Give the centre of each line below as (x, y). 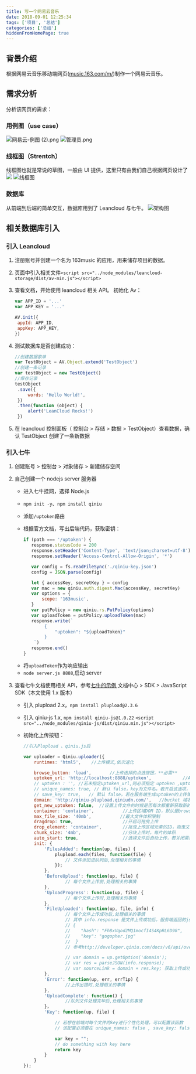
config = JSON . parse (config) (66, 572)
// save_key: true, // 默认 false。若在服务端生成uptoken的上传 (111, 795)
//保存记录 (26, 379)
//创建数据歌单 (30, 357)
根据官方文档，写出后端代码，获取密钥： (72, 529)
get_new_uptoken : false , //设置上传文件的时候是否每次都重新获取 (108, 805)
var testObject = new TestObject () (58, 373)
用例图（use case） (34, 125)
